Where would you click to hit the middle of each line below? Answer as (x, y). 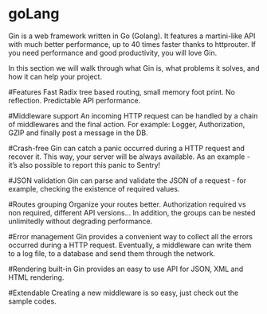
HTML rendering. (36, 277)
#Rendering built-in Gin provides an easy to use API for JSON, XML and (126, 269)
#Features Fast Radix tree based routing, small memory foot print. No (122, 91)
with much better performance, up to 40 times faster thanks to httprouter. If (132, 44)
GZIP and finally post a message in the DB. (79, 133)
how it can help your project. (55, 76)
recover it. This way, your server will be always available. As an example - (130, 157)
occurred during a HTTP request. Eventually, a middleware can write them (130, 245)
